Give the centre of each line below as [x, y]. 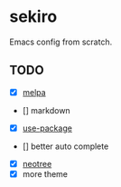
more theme [45, 173]
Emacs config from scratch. [61, 42]
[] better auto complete [65, 146]
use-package [47, 128]
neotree [37, 163]
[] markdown [46, 110]
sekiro [33, 17]
